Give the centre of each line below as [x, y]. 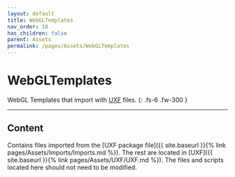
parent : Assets [29, 40]
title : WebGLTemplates [40, 20]
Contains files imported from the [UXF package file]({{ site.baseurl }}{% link [116, 145]
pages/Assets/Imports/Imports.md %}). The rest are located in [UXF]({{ [110, 152]
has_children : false [37, 33]
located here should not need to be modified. [72, 167]
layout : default [31, 14]
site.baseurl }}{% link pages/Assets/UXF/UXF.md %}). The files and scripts [115, 160]
